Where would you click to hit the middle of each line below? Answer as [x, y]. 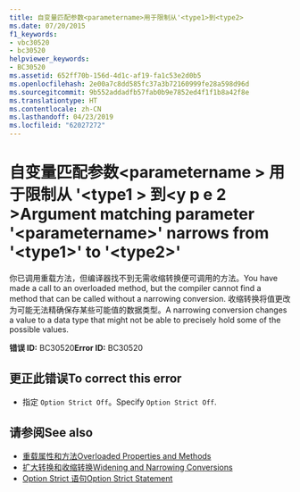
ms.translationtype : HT [54, 100]
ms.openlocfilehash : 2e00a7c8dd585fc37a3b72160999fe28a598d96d [129, 84]
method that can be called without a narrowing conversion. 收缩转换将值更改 [150, 298]
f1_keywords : [33, 34]
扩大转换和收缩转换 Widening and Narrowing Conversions [128, 467]
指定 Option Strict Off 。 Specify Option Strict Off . [119, 402]
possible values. [39, 329]
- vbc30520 [29, 42]
